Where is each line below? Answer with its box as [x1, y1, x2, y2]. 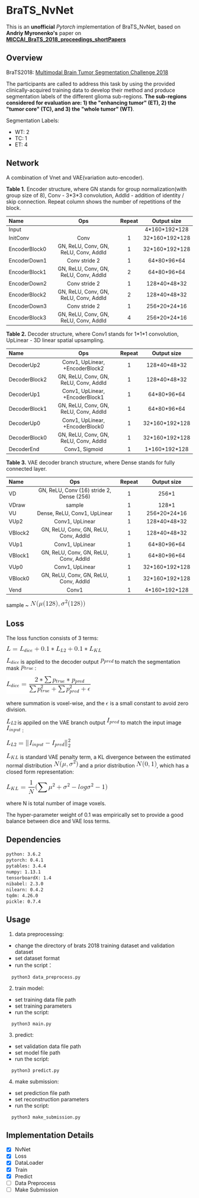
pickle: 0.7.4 [6, 899, 41, 905]
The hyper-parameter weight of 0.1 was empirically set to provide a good [6, 811, 184, 818]
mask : [6, 665, 37, 672]
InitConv [8, 234, 30, 241]
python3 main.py [11, 1021, 52, 1027]
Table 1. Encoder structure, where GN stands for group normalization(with [6, 185, 187, 193]
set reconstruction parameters [14, 1095, 89, 1103]
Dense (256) [59, 493, 91, 500]
